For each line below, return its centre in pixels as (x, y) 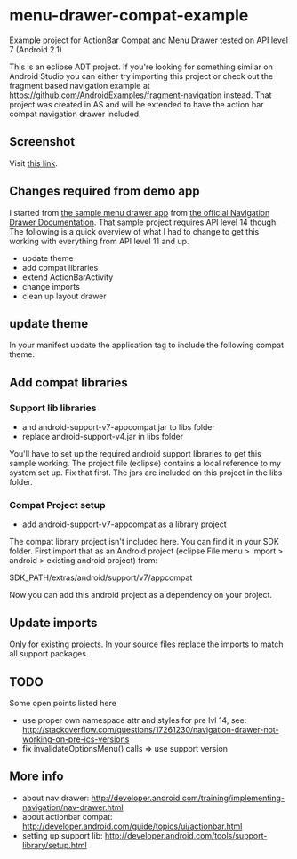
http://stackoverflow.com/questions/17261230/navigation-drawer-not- (150, 729)
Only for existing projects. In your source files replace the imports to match (146, 644)
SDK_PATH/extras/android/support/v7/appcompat (101, 577)
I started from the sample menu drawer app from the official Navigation (140, 212)
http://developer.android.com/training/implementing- (188, 798)
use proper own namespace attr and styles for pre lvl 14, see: (134, 720)
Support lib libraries (53, 408)
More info (36, 777)
